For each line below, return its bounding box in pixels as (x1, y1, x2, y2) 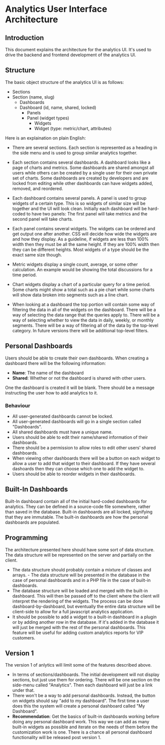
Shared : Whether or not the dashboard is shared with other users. (12, 375, 146, 381)
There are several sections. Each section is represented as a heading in (12, 144, 158, 150)
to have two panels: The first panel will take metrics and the (26, 211, 148, 216)
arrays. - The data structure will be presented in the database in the (12, 572, 150, 578)
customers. (12, 635, 35, 640)
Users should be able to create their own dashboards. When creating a (5, 355, 149, 361)
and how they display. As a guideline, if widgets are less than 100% (12, 236, 149, 242)
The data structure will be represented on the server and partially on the (5, 552, 152, 558)
